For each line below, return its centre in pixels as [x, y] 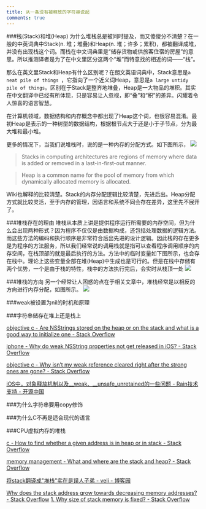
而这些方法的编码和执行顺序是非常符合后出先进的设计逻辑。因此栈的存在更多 [103, 238]
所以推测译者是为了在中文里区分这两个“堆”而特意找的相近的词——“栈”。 [108, 59]
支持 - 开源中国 [25, 391]
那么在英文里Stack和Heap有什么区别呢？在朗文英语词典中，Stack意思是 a [99, 72]
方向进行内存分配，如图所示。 [44, 289]
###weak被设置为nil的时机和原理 [48, 302]
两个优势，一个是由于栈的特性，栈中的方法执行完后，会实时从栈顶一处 [95, 268]
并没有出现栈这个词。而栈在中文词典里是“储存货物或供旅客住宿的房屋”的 [97, 51]
